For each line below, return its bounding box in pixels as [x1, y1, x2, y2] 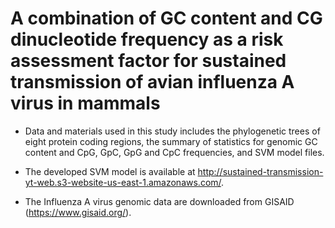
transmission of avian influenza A [10, 71, 295, 94]
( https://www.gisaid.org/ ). [24, 206, 132, 218]
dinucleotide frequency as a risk [10, 28, 284, 51]
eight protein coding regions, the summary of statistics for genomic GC [24, 135, 318, 147]
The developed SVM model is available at [24, 165, 196, 177]
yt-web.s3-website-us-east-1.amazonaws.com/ [24, 176, 222, 188]
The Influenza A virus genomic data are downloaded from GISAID [24, 195, 295, 207]
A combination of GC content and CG [10, 7, 323, 30]
